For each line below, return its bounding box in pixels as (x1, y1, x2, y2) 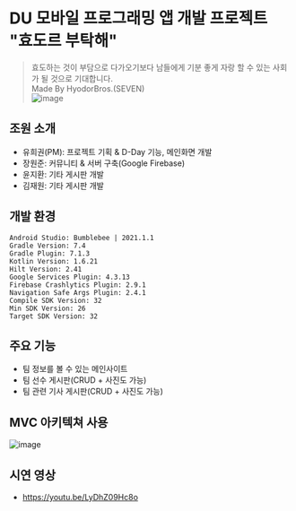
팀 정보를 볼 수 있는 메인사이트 (22, 364, 128, 375)
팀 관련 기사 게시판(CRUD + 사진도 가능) (22, 386, 164, 397)
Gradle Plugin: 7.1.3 (9, 248, 91, 258)
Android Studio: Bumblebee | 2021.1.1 (9, 233, 154, 242)
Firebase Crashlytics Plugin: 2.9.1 (9, 280, 146, 290)
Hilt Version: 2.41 (9, 264, 83, 273)
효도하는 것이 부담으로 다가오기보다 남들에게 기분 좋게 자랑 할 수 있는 (30, 62, 271, 73)
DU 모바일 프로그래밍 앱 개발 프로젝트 (9, 8, 268, 29)
